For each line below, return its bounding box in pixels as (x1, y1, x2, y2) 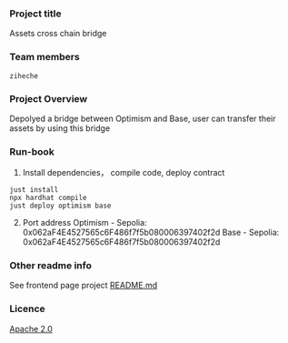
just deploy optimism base (9, 201, 112, 211)
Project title (9, 7, 62, 20)
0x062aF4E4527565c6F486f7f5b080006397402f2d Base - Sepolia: (22, 227, 280, 238)
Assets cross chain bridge (9, 28, 107, 39)
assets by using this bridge (9, 122, 111, 134)
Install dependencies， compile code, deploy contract (22, 167, 225, 178)
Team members (9, 51, 80, 64)
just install (9, 186, 59, 195)
